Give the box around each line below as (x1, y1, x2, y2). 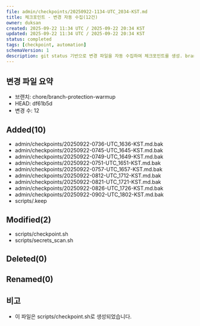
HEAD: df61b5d (14, 100, 52, 107)
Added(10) (6, 124, 46, 134)
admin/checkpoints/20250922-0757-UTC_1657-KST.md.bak (14, 166, 162, 173)
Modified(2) (6, 215, 52, 225)
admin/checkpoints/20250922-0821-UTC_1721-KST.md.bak (14, 178, 162, 186)
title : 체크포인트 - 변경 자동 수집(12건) (6, 14, 98, 20)
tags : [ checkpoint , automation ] (6, 42, 86, 48)
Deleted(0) (6, 254, 48, 264)
